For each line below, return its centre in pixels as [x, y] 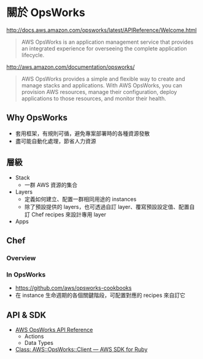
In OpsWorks [26, 274]
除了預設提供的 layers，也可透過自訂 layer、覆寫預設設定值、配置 [107, 207]
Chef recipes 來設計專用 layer [69, 214]
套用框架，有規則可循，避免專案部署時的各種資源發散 [82, 133]
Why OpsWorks [37, 118]
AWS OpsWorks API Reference [54, 329]
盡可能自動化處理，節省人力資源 [56, 141]
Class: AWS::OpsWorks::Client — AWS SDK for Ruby [81, 349]
